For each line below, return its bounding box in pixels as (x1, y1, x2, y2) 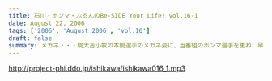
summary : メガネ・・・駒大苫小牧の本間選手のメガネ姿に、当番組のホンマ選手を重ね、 (8, 42, 258, 50)
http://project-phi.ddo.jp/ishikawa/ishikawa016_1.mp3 (8, 63, 186, 73)
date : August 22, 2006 (8, 19, 85, 27)
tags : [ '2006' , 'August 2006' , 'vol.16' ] (8, 26, 151, 34)
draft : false (8, 34, 53, 43)
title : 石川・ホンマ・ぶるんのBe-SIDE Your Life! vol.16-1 (8, 11, 198, 20)
